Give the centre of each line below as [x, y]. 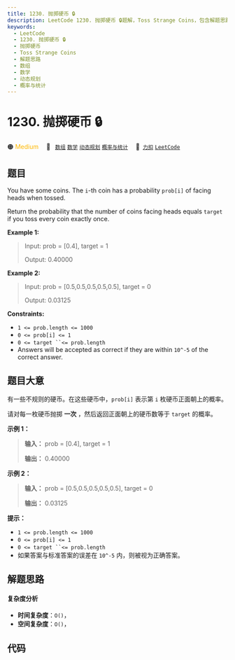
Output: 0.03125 [48, 300]
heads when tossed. [36, 198]
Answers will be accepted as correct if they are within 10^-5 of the [113, 350]
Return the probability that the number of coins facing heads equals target [115, 211]
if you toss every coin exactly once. [58, 219]
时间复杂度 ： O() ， [44, 615]
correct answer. [40, 357]
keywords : [22, 27]
